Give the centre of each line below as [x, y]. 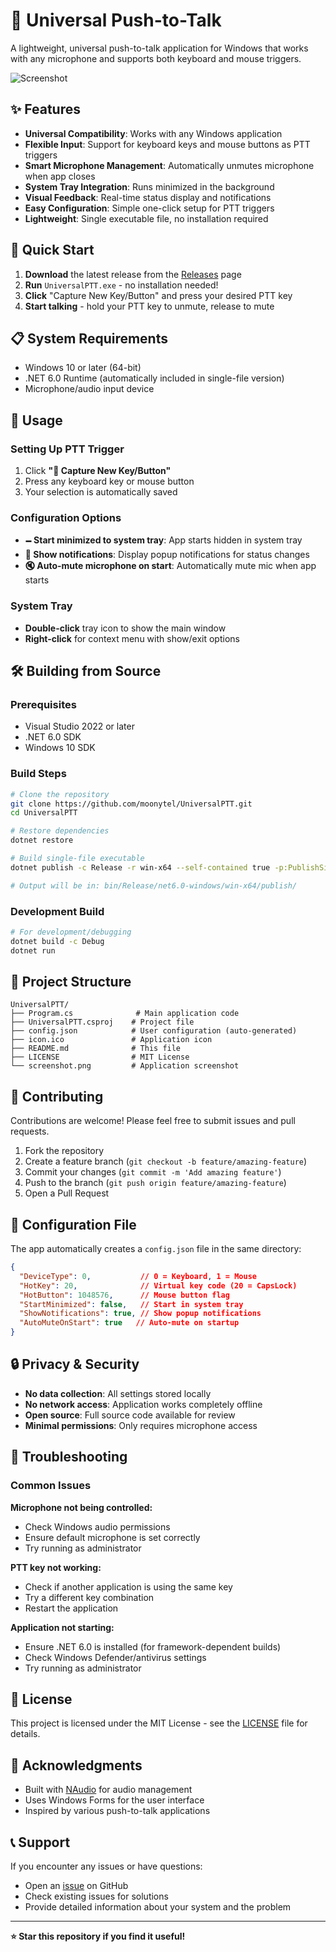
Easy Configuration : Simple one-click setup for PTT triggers [149, 208]
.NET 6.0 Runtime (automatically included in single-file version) [154, 378]
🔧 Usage [36, 420]
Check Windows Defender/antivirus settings [115, 1657]
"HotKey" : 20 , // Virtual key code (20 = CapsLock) [158, 1285]
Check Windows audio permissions [97, 1526]
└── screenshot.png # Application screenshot [125, 1066]
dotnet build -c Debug [57, 941]
